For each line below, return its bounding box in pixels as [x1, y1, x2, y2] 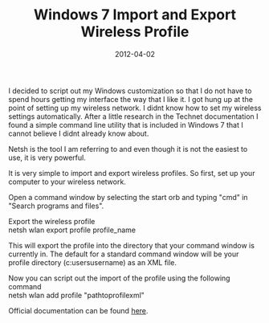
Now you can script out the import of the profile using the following [8, 273, 230, 283]
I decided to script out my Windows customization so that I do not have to [8, 86, 252, 96]
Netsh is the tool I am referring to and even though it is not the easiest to [8, 144, 248, 153]
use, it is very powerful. [8, 153, 86, 162]
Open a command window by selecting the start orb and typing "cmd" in [8, 192, 248, 202]
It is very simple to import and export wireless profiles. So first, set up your [8, 168, 255, 178]
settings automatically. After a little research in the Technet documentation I [8, 111, 259, 121]
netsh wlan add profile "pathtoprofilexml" [8, 290, 145, 300]
